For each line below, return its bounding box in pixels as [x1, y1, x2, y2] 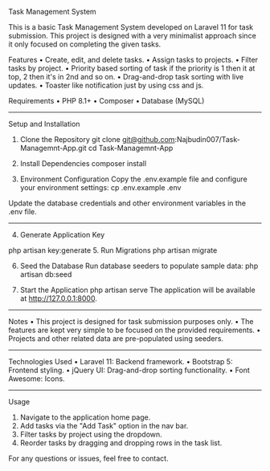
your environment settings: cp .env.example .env [19, 183, 182, 192]
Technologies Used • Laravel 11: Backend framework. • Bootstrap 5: [8, 357, 233, 366]
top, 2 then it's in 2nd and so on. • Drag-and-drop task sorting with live [8, 72, 243, 81]
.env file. [8, 207, 38, 216]
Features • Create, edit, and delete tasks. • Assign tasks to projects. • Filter [8, 55, 259, 64]
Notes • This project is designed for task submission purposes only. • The [8, 317, 254, 326]
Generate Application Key [19, 230, 105, 239]
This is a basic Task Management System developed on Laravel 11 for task [8, 22, 254, 31]
